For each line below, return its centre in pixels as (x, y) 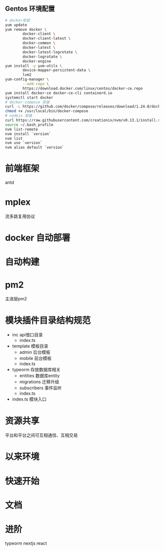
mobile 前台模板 (35, 359)
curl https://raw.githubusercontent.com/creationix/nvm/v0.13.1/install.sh (84, 120)
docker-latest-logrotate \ (50, 52)
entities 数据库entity (40, 376)
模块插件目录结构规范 (48, 320)
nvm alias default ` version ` (35, 148)
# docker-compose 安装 (27, 102)
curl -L (13, 106)
